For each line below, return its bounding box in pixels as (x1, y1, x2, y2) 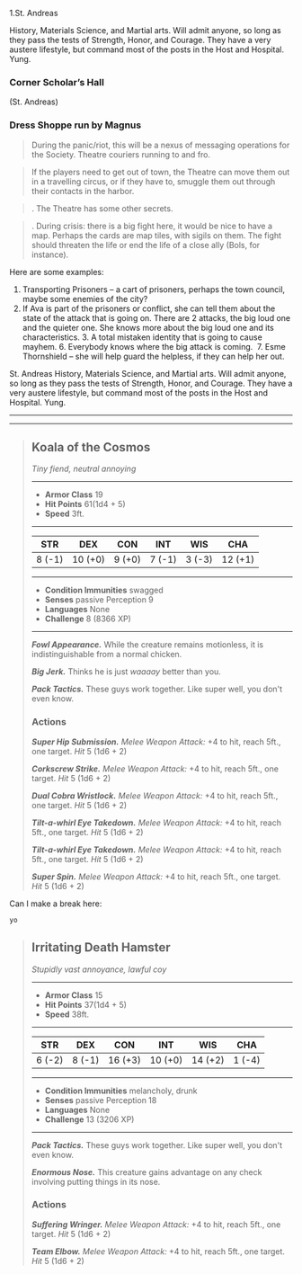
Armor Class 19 (44, 489, 103, 500)
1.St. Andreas (9, 8, 58, 18)
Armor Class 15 (44, 989, 103, 1001)
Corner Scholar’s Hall (9, 76, 105, 88)
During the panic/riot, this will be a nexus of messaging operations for (31, 139, 290, 150)
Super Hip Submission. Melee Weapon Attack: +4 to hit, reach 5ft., (31, 736, 281, 747)
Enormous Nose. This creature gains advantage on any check (31, 1166, 262, 1177)
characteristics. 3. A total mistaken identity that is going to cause (22, 332, 262, 343)
